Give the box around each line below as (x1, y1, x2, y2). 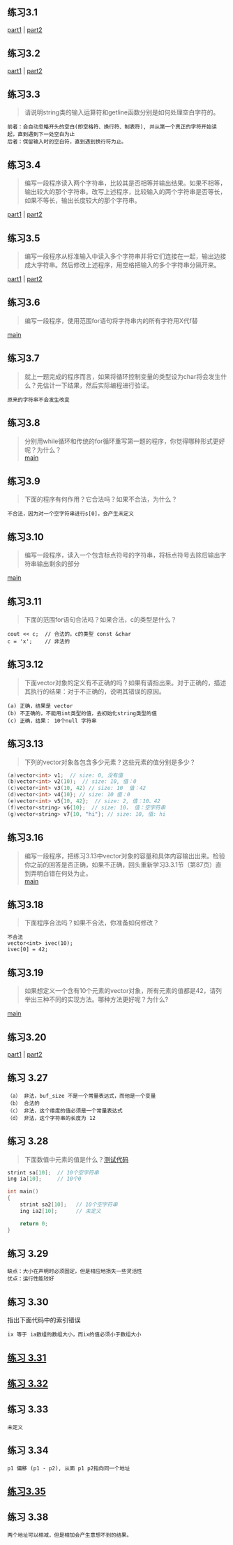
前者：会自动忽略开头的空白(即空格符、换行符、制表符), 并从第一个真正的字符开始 (7, 124, 212, 130)
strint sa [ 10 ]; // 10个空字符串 (7, 1169, 99, 1176)
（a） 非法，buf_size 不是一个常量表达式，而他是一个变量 (7, 1092, 156, 1099)
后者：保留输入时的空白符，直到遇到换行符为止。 (7, 138, 127, 145)
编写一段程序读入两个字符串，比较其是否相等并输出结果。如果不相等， (24, 179, 227, 187)
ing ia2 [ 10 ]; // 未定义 (20, 1207, 101, 1214)
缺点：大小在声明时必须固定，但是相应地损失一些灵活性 (7, 1268, 143, 1275)
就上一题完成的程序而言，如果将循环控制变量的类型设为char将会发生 (24, 372, 221, 380)
